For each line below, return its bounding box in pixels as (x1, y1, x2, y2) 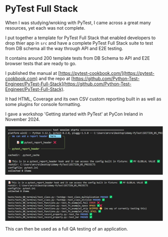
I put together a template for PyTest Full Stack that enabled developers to (5, 35, 156, 41)
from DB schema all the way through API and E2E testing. (5, 45, 123, 51)
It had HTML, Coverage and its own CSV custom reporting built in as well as (5, 96, 161, 102)
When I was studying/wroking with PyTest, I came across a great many (5, 20, 151, 26)
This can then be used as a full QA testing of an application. (5, 225, 128, 231)
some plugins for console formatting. (5, 101, 81, 107)
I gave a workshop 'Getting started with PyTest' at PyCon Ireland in (5, 111, 143, 117)
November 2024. (5, 116, 40, 122)
